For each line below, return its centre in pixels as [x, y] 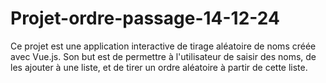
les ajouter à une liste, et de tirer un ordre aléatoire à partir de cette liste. [159, 67]
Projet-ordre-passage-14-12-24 [145, 18]
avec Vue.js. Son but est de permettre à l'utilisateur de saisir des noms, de [163, 56]
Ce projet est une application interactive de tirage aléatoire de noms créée [163, 46]
